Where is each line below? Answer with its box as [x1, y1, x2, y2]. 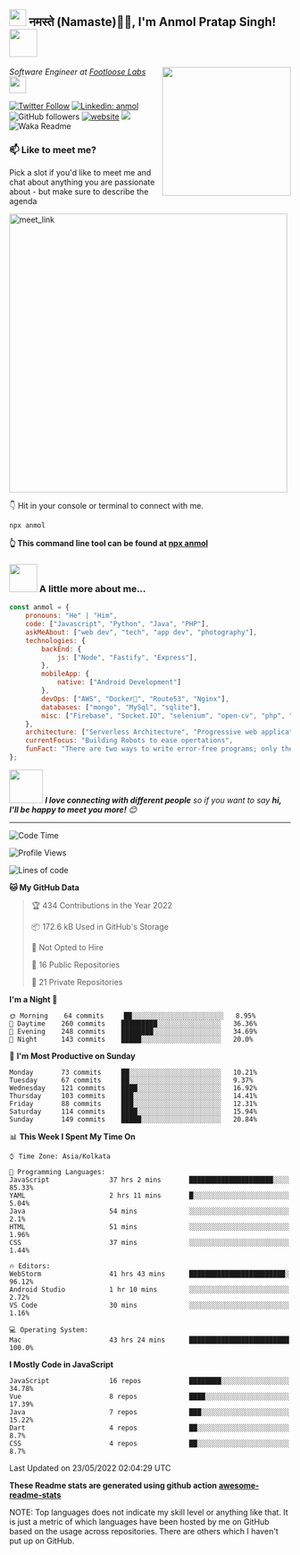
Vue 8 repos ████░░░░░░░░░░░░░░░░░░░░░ [9, 1392, 290, 1401]
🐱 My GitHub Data [9, 881, 80, 892]
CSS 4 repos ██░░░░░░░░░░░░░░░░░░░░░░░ [9, 1439, 290, 1448]
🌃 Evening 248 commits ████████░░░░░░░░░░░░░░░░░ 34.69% [9, 1027, 257, 1035]
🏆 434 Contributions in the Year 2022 [30, 899, 172, 910]
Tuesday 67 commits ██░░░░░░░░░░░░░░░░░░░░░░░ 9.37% [9, 1076, 254, 1085]
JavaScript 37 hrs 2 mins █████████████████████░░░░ [9, 1175, 290, 1184]
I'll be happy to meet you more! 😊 [9, 803, 137, 815]
